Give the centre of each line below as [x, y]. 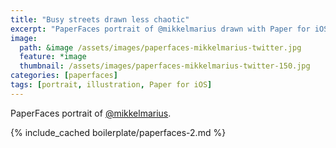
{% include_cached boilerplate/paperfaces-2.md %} [118, 132]
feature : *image [53, 57]
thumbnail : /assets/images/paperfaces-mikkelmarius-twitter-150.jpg [165, 66]
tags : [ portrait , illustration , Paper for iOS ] [111, 85]
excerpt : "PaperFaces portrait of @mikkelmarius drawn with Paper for [160, 29]
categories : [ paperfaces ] [64, 76]
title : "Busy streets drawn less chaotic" [100, 19]
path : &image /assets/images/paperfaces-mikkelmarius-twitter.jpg [160, 47]
